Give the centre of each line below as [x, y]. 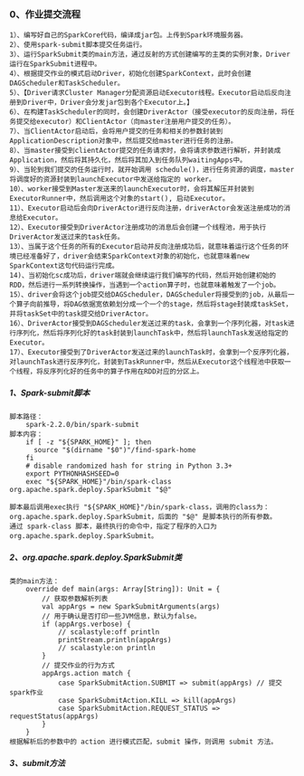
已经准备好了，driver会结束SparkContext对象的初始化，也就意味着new [133, 256]
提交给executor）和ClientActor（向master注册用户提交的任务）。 [125, 122]
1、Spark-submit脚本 [50, 393]
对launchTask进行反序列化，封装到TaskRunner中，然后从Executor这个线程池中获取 [147, 362]
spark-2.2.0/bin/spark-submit [83, 425]
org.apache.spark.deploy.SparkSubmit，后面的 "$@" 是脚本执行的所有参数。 [143, 517]
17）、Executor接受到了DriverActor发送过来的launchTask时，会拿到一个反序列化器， [152, 353]
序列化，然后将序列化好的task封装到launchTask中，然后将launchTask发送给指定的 [152, 333]
